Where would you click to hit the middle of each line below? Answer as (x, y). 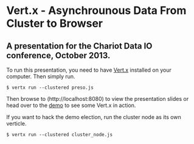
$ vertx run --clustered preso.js (50, 87)
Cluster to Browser (55, 23)
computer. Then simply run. (41, 76)
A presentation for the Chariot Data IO (79, 46)
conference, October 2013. (58, 55)
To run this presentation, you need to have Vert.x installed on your (89, 70)
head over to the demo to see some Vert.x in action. (71, 105)
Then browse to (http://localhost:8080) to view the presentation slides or (98, 99)
